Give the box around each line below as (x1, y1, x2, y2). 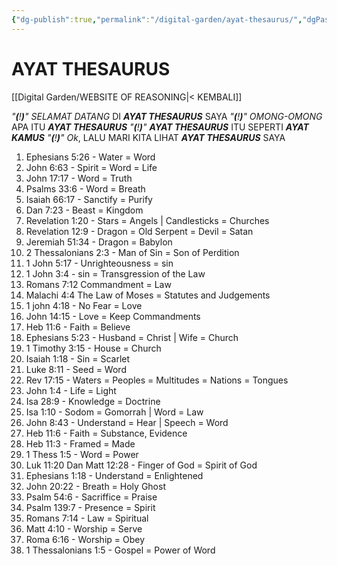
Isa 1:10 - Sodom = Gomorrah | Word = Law (25, 406, 204, 418)
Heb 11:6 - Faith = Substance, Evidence (25, 427, 188, 439)
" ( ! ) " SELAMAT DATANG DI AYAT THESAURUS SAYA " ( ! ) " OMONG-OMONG (11, 110, 323, 122)
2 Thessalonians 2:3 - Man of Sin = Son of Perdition (25, 246, 240, 258)
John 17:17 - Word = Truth (25, 172, 133, 184)
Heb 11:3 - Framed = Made (25, 437, 136, 450)
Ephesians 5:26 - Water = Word (25, 151, 156, 163)
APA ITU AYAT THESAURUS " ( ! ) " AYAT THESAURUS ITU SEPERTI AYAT (11, 121, 309, 133)
